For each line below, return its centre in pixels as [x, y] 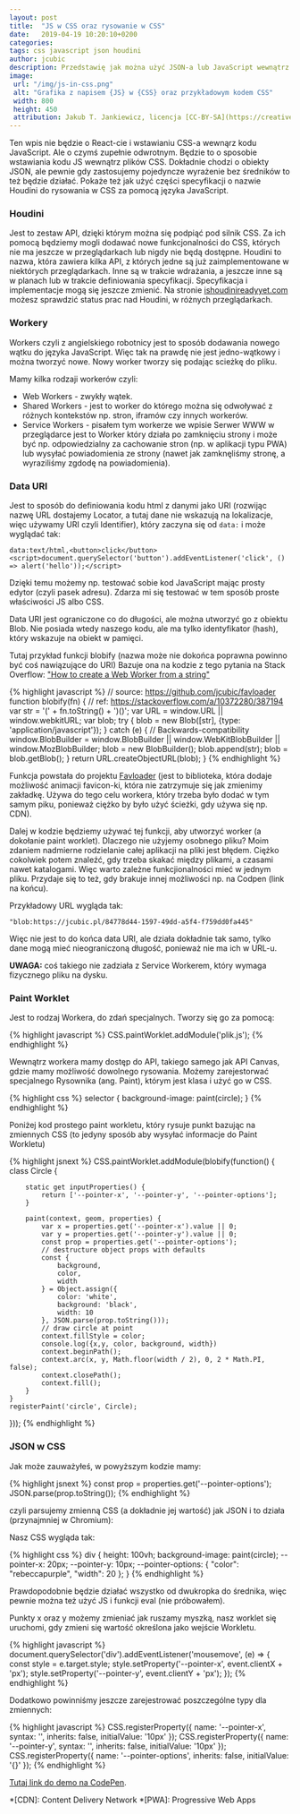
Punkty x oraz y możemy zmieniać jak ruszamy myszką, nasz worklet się [143, 1618]
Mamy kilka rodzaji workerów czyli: [74, 379]
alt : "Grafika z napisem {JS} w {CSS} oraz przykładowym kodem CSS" [143, 92]
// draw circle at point [87, 1329]
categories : [31, 43]
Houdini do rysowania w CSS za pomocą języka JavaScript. [119, 191]
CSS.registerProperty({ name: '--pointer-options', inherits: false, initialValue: [149, 1755]
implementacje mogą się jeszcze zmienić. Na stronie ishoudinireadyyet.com [149, 290]
